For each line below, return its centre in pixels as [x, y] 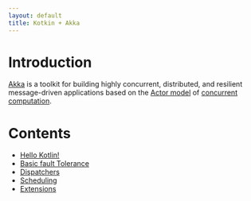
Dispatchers [39, 172]
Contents [40, 133]
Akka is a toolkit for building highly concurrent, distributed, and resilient [125, 84]
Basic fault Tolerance [55, 164]
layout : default [35, 15]
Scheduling [38, 180]
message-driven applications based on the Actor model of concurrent [123, 93]
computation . [30, 101]
